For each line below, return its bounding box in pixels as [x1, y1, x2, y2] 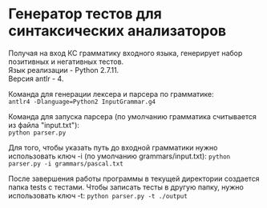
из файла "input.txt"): [8, 120, 80, 130]
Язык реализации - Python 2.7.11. [8, 65, 119, 74]
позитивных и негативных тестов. [8, 57, 124, 66]
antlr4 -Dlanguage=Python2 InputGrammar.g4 [8, 98, 156, 106]
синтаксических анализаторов [8, 22, 227, 40]
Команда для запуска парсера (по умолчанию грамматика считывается [8, 111, 257, 121]
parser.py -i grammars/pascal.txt [8, 159, 124, 168]
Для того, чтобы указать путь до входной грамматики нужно [8, 142, 218, 152]
